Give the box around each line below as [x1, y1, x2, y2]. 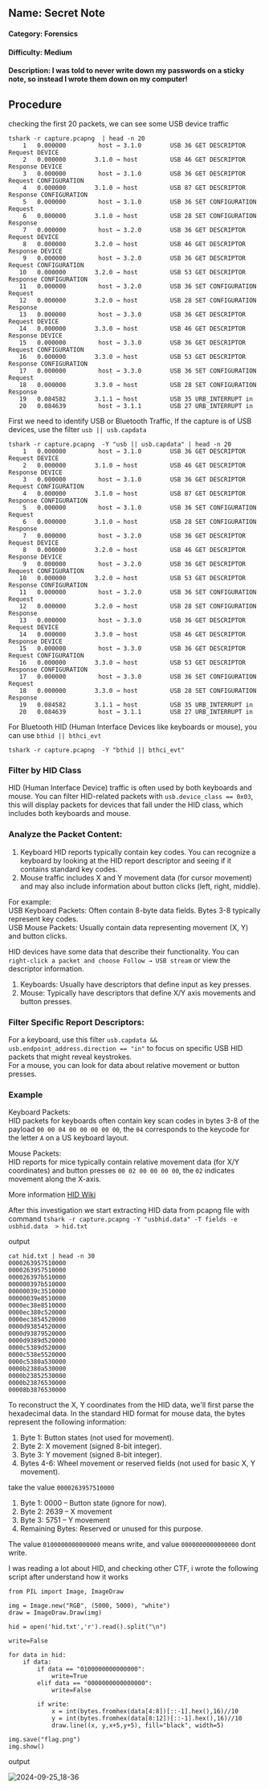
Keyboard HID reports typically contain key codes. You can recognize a [19, 847, 256, 856]
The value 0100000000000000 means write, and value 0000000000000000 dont [8, 1540, 256, 1549]
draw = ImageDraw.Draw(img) [8, 1609, 103, 1617]
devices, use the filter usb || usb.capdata [8, 424, 147, 434]
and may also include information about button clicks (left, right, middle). [19, 881, 261, 891]
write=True [51, 1672, 88, 1680]
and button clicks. [8, 931, 68, 941]
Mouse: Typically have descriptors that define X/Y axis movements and [19, 987, 256, 997]
